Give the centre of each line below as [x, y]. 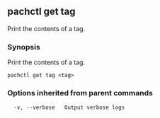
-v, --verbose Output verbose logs [69, 108]
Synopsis [24, 47]
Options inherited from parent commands [80, 93]
